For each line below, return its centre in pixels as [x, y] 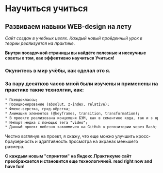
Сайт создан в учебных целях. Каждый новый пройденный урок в [74, 38]
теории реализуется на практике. [40, 43]
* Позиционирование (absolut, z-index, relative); [57, 105]
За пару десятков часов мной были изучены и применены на [81, 83]
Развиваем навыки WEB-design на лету [68, 27]
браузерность [20, 141]
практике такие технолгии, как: [44, 90]
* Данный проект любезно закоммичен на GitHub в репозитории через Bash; [81, 127]
